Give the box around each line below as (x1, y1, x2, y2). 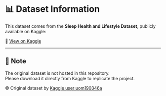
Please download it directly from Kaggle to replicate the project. (5, 75, 135, 81)
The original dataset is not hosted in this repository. (5, 70, 110, 76)
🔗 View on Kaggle (5, 38, 41, 44)
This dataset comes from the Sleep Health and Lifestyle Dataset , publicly (5, 23, 156, 29)
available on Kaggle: (5, 28, 46, 34)
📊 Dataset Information (5, 3, 100, 15)
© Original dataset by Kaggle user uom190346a (5, 85, 102, 91)
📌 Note (5, 57, 26, 65)
